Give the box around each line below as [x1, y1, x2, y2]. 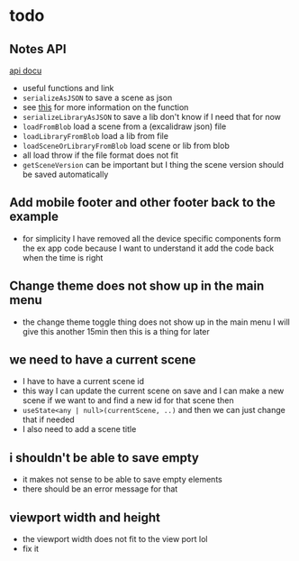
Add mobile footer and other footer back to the [9, 195, 276, 210]
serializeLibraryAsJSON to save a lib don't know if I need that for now [22, 112, 282, 122]
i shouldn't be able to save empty [9, 450, 200, 465]
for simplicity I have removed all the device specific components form [22, 233, 282, 244]
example [9, 209, 59, 225]
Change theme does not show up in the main [9, 279, 265, 294]
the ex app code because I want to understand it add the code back [22, 243, 275, 253]
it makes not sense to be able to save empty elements [22, 474, 222, 485]
